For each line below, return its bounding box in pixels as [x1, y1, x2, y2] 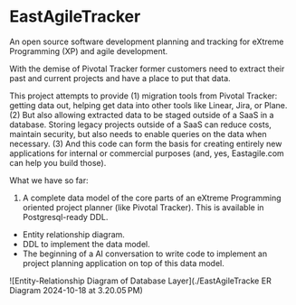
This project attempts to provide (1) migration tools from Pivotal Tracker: [9, 90, 278, 101]
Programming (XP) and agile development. [9, 45, 168, 56]
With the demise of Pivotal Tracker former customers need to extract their [9, 63, 285, 74]
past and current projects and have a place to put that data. [9, 72, 231, 83]
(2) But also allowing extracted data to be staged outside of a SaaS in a [9, 109, 274, 120]
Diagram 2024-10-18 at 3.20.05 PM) [9, 284, 143, 295]
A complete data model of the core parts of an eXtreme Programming [22, 192, 282, 203]
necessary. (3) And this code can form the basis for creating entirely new [9, 138, 282, 149]
